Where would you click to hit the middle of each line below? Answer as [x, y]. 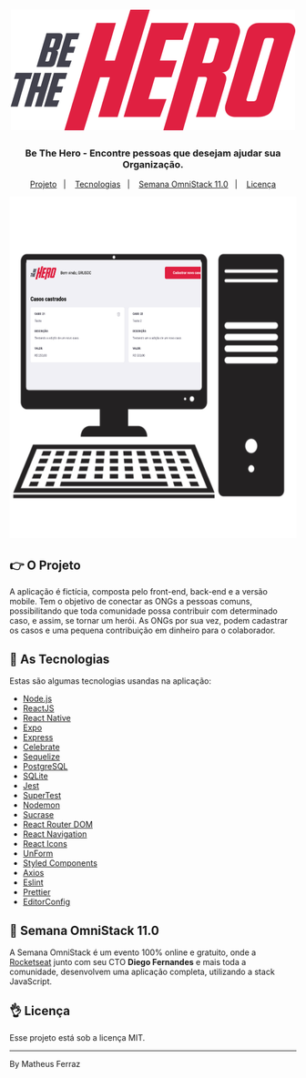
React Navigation [55, 834]
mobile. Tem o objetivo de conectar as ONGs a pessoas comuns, [131, 602]
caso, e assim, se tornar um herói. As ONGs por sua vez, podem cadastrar [149, 621]
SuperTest [42, 796]
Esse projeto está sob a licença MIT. [77, 1037]
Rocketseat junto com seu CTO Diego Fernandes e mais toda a [128, 961]
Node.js [37, 699]
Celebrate [41, 747]
